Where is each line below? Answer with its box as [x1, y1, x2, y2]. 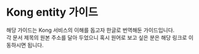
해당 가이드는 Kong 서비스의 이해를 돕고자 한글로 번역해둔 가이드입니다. [6, 26, 175, 34]
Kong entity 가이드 [6, 5, 98, 19]
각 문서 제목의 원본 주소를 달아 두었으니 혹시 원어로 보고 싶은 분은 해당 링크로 [6, 34, 187, 41]
